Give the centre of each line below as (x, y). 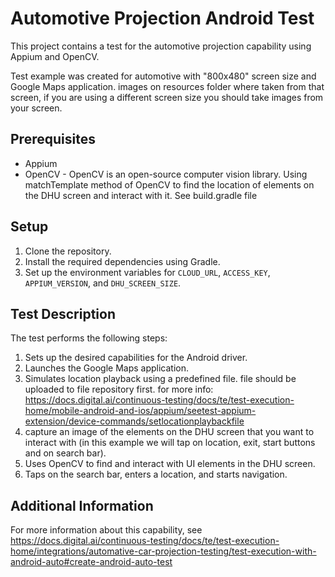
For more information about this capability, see (106, 530)
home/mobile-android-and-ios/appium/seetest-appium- (140, 411)
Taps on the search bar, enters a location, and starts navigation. (156, 474)
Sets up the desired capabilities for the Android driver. (136, 358)
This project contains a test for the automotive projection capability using (161, 46)
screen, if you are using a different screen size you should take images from (167, 97)
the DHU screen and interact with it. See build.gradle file (141, 195)
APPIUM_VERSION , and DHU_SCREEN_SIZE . (103, 283)
